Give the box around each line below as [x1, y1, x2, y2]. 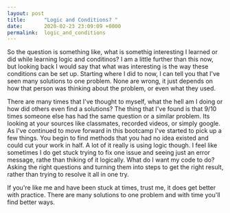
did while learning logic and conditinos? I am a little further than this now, [7, 55, 214, 64]
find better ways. [7, 198, 55, 206]
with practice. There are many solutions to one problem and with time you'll [7, 191, 221, 199]
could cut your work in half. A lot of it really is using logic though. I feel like [7, 141, 218, 149]
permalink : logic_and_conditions [7, 29, 106, 36]
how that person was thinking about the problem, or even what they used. [7, 84, 216, 92]
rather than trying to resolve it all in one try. [7, 171, 129, 179]
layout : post [7, 10, 45, 17]
